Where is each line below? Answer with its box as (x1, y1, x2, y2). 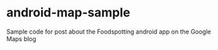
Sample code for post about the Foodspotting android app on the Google (6, 27, 211, 36)
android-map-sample (6, 5, 131, 21)
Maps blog (6, 34, 37, 42)
